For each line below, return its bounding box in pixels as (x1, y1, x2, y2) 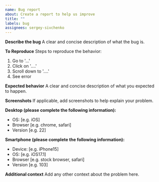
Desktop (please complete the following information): (5, 107, 116, 113)
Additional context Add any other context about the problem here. (5, 171, 139, 177)
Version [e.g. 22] (12, 127, 46, 133)
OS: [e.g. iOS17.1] (12, 152, 46, 157)
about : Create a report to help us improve (5, 12, 95, 17)
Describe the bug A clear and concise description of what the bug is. (5, 39, 145, 45)
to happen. (5, 88, 27, 94)
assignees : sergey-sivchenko (5, 26, 65, 30)
